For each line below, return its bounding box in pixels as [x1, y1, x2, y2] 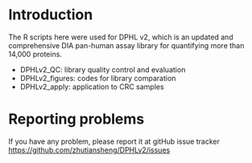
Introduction [8, 6, 93, 24]
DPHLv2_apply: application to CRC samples [19, 82, 164, 92]
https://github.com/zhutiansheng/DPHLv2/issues [8, 145, 171, 154]
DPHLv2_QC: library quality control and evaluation [19, 64, 186, 74]
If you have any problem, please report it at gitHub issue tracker [8, 137, 220, 146]
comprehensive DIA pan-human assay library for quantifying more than [8, 40, 245, 50]
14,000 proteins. [8, 49, 63, 59]
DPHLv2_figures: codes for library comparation [19, 73, 176, 83]
